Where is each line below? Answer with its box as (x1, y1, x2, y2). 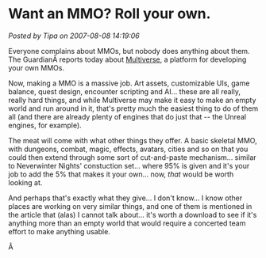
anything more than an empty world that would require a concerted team (8, 218, 246, 228)
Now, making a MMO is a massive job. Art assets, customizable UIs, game (8, 78, 250, 88)
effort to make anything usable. (8, 226, 111, 236)
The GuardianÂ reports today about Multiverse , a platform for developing (8, 55, 247, 64)
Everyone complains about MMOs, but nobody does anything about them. (8, 46, 250, 55)
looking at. (8, 177, 43, 187)
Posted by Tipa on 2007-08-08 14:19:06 (8, 31, 141, 40)
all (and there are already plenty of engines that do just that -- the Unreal (8, 112, 247, 121)
